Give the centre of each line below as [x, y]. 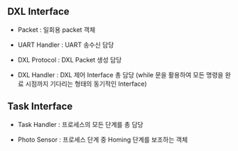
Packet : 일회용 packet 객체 [56, 29]
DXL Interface [38, 12]
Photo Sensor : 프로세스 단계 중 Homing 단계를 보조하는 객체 [103, 139]
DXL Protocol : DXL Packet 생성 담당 [70, 60]
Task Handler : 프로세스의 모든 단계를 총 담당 [80, 124]
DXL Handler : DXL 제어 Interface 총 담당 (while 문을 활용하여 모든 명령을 [120, 74]
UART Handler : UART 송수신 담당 [66, 45]
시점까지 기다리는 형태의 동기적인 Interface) [86, 84]
